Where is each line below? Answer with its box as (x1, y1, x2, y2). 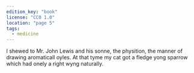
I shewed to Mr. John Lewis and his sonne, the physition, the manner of (6, 47, 183, 54)
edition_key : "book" (6, 8, 58, 15)
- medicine (11, 31, 39, 37)
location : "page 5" (6, 20, 55, 26)
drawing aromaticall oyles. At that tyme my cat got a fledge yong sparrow (6, 54, 188, 61)
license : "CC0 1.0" (6, 14, 55, 20)
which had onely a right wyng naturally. (6, 60, 104, 68)
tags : (6, 25, 20, 32)
